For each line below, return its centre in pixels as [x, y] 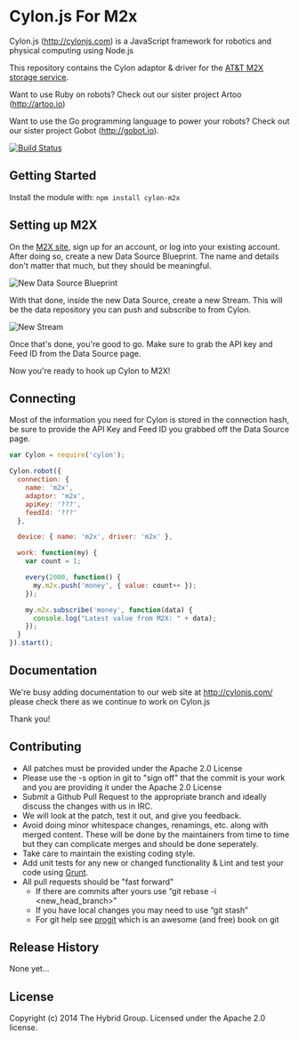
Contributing [45, 747]
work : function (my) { [57, 553]
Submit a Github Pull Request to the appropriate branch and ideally [144, 796]
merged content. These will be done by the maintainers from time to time [156, 834]
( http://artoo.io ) [37, 103]
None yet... [29, 969]
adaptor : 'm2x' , [56, 496]
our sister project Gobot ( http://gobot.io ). [84, 130]
